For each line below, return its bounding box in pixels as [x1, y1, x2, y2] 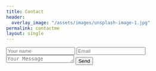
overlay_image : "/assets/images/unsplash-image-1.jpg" [11, 20, 151, 25]
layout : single [6, 31, 44, 37]
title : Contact [6, 8, 44, 15]
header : [6, 14, 26, 20]
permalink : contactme [6, 25, 60, 31]
